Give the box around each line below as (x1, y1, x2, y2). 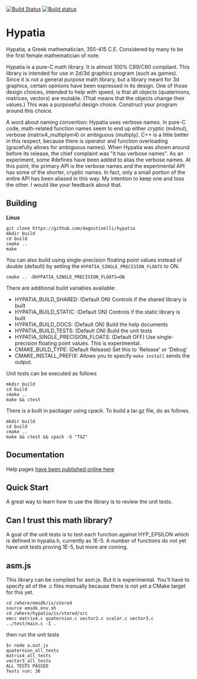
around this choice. (6, 107, 53, 114)
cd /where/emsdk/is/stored (6, 600, 72, 606)
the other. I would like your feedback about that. (6, 181, 122, 188)
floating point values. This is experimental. (38, 339, 141, 347)
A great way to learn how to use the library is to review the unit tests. (6, 498, 173, 505)
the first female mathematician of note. (6, 52, 100, 59)
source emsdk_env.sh (6, 605, 57, 611)
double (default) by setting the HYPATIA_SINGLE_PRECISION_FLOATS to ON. (6, 262, 180, 269)
